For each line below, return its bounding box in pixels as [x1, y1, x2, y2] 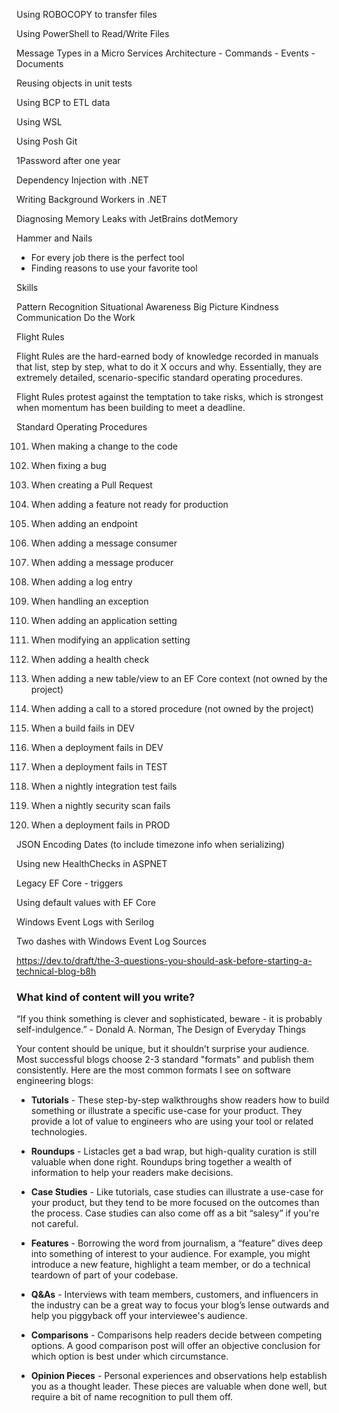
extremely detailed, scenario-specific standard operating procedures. [16, 372, 304, 383]
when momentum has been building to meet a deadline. [16, 402, 246, 413]
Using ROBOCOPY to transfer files [16, 9, 158, 20]
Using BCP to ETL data [16, 97, 111, 108]
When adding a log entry [30, 576, 133, 588]
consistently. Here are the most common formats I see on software [16, 1064, 292, 1076]
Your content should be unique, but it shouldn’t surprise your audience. [16, 1043, 310, 1055]
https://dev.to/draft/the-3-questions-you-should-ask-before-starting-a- [16, 955, 313, 966]
